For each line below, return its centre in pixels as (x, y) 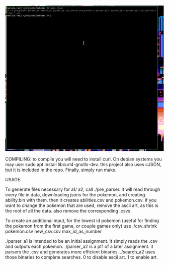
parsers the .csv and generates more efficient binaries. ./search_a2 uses (80, 252)
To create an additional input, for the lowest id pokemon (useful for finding (82, 221)
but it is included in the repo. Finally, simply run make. (61, 170)
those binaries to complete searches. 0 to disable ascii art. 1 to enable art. (82, 257)
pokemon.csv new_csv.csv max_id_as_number (54, 231)
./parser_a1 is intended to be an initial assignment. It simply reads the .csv (81, 241)
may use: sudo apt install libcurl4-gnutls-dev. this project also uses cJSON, (83, 165)
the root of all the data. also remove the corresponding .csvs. (68, 211)
